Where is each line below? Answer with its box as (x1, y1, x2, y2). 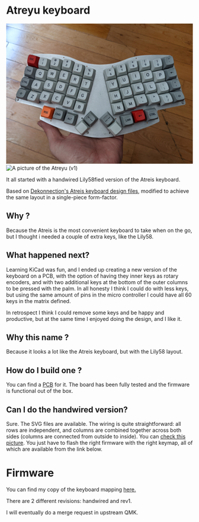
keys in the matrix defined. (6, 297, 71, 304)
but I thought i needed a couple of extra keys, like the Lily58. (6, 233, 154, 240)
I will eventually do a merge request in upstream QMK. (6, 508, 139, 516)
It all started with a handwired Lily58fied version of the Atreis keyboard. (6, 176, 181, 183)
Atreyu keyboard (6, 4, 91, 17)
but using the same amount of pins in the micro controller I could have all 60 (6, 291, 192, 298)
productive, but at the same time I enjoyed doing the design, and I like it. (6, 315, 182, 322)
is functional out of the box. (6, 387, 73, 394)
